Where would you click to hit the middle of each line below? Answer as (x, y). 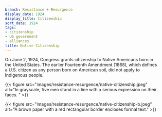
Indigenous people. (24, 75)
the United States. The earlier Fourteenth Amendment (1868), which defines (81, 65)
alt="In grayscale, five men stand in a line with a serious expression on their (81, 89)
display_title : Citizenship (34, 18)
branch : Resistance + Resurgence (39, 9)
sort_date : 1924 (21, 23)
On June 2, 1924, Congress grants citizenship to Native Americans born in (79, 59)
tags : (10, 28)
